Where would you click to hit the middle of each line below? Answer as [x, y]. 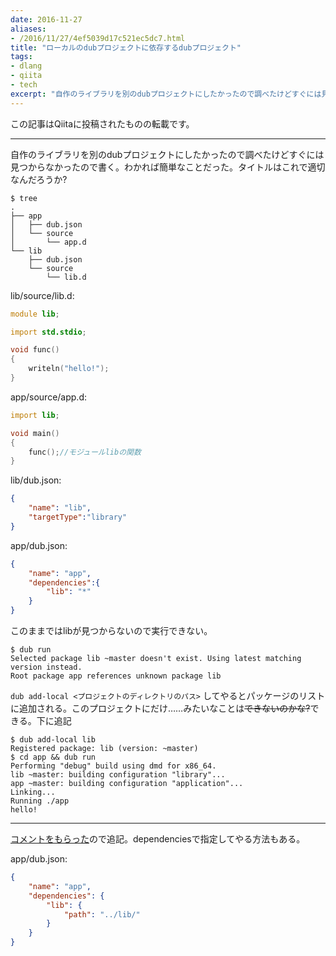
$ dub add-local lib [53, 740]
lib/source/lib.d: [42, 295]
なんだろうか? [39, 179]
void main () [35, 433]
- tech [24, 85]
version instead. [46, 667]
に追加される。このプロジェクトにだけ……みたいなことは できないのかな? [160, 708]
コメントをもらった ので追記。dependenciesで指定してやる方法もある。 [158, 839]
